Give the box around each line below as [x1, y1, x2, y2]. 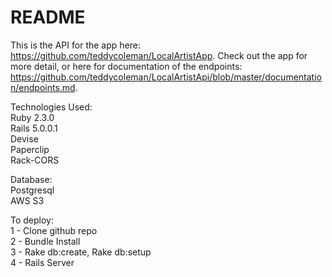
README [10, 6, 86, 29]
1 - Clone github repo [10, 224, 98, 236]
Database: [10, 173, 53, 185]
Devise [10, 132, 39, 145]
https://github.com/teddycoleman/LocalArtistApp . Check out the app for [10, 49, 308, 61]
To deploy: [10, 214, 54, 226]
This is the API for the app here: [10, 39, 141, 51]
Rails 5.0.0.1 [10, 122, 58, 134]
